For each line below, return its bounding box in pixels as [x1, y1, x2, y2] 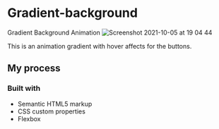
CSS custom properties [17, 107, 86, 116]
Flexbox [17, 114, 41, 123]
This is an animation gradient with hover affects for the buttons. [7, 42, 192, 50]
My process [7, 62, 61, 75]
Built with [7, 83, 41, 93]
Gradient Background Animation [7, 28, 101, 37]
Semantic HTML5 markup [17, 99, 93, 108]
